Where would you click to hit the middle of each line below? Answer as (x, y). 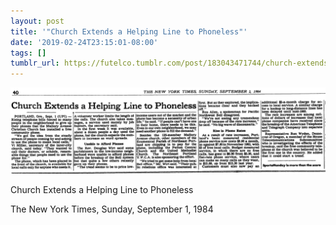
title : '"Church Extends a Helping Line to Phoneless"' (129, 31)
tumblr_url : (35, 63)
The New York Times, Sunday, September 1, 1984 (112, 209)
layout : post (37, 21)
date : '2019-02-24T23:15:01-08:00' (84, 42)
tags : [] (28, 53)
